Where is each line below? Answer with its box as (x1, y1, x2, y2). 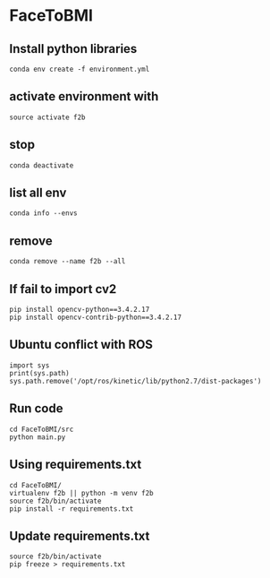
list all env (9, 185, 67, 201)
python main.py (9, 432, 66, 442)
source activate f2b (9, 113, 87, 122)
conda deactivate (9, 160, 74, 170)
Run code (9, 401, 63, 417)
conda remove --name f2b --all (9, 257, 126, 266)
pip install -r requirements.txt (9, 504, 134, 513)
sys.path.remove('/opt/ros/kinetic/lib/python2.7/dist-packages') (9, 376, 262, 385)
